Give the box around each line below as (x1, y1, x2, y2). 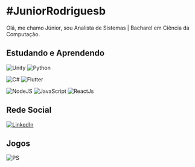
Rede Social (6, 105, 52, 115)
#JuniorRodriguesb (6, 4, 106, 18)
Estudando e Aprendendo (6, 48, 104, 58)
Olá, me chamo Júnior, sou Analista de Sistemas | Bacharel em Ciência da (6, 24, 190, 31)
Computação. (6, 30, 40, 37)
